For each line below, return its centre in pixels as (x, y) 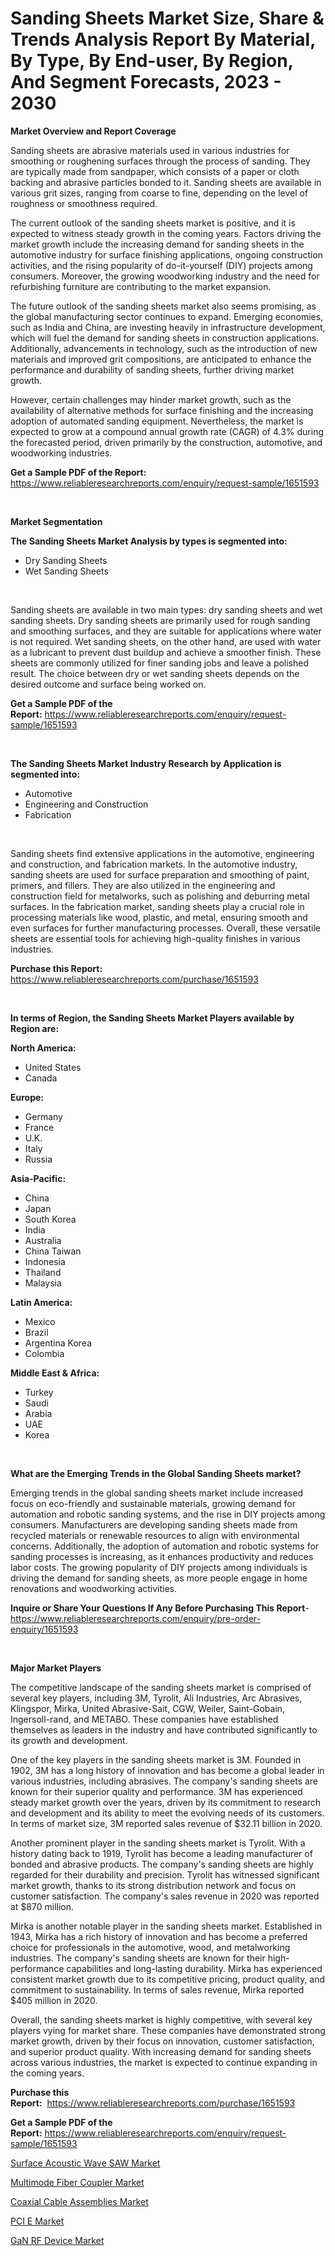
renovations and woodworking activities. (94, 1588)
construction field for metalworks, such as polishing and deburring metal (160, 896)
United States (53, 1067)
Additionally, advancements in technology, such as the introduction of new (164, 348)
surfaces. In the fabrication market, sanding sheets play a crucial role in (157, 906)
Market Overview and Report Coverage (93, 131)
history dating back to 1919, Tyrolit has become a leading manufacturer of (161, 1853)
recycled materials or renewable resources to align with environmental (155, 1535)
